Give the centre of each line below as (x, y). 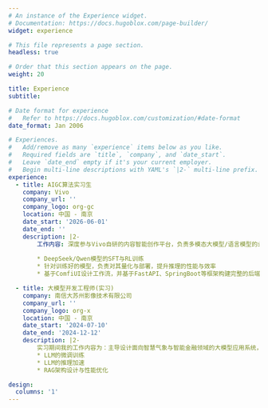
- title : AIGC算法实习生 (53, 185)
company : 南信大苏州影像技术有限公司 (77, 296)
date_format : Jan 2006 (46, 126)
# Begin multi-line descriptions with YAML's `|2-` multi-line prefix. (134, 170)
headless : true (33, 53)
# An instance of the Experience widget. (78, 16)
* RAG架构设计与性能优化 (73, 370)
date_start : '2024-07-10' (66, 326)
